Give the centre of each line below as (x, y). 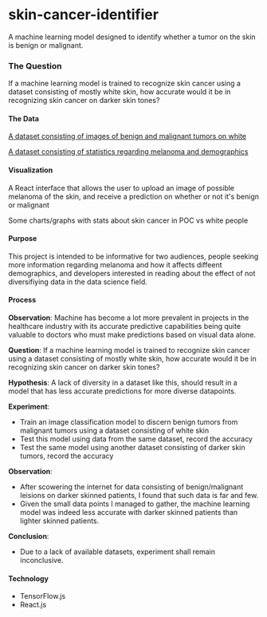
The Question (35, 65)
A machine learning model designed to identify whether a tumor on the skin (132, 37)
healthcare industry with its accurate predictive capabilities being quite (125, 326)
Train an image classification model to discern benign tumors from (129, 422)
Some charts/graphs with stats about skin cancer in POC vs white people (128, 220)
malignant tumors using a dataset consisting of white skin (114, 431)
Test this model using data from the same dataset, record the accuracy (136, 439)
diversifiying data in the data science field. (78, 282)
